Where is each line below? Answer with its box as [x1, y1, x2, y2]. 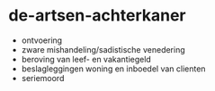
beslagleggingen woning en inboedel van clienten [21, 63, 206, 74]
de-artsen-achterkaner [8, 5, 186, 26]
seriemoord [21, 72, 65, 83]
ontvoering [21, 35, 63, 45]
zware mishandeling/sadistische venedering [21, 44, 185, 54]
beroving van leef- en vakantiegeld [21, 54, 152, 64]
